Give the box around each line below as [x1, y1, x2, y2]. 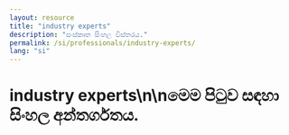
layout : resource [9, 13, 75, 22]
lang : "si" [9, 47, 51, 56]
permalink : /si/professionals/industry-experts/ [9, 38, 196, 48]
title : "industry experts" [9, 22, 111, 31]
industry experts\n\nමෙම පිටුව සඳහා [9, 85, 280, 106]
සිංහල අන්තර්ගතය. [9, 105, 140, 126]
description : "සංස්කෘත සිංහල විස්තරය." [9, 30, 148, 39]
